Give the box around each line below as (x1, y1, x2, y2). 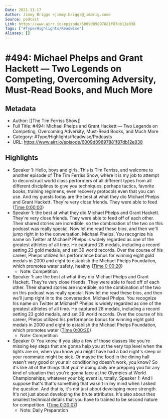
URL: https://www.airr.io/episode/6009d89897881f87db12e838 (12, 139, 143, 145)
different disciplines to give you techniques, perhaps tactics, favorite (12, 183, 154, 189)
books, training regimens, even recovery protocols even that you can (12, 188, 155, 194)
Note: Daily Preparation (20, 407, 69, 413)
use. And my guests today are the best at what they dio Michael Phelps (12, 193, 159, 199)
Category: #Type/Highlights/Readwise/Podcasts (12, 134, 112, 140)
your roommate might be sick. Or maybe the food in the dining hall (12, 354, 149, 360)
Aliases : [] (5, 31, 30, 36)
